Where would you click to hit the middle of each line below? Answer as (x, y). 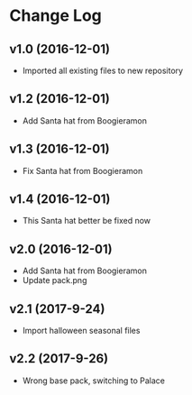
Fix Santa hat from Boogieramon (82, 170)
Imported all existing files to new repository (102, 70)
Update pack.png (55, 280)
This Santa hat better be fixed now (87, 221)
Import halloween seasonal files (81, 331)
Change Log (55, 16)
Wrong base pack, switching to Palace (93, 381)
